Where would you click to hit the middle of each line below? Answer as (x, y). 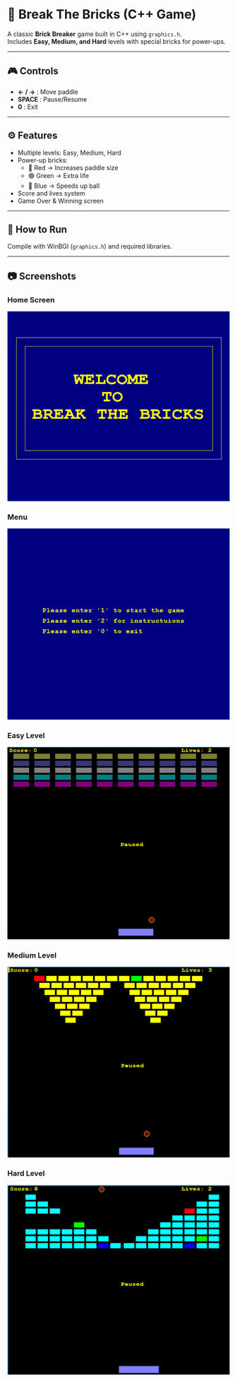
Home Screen (31, 299)
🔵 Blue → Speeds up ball (64, 186)
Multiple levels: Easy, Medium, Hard (69, 153)
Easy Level (26, 736)
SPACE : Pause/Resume (52, 99)
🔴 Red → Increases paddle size (73, 167)
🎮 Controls (33, 71)
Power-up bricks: (43, 160)
